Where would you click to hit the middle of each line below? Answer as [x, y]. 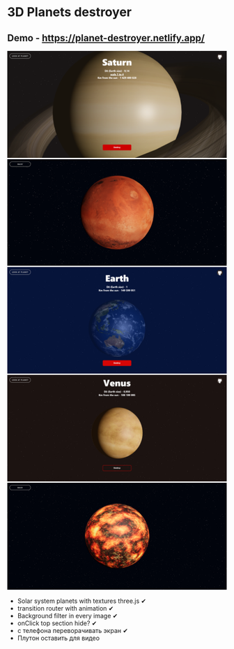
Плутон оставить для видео [58, 638]
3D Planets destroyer [70, 12]
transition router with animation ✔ [65, 608]
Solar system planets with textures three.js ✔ [82, 601]
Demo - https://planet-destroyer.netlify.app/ [106, 38]
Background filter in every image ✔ [68, 615]
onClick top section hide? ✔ [57, 623]
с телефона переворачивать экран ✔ [73, 630]
